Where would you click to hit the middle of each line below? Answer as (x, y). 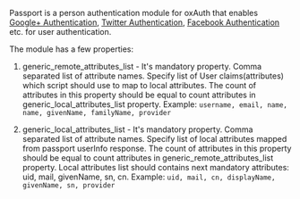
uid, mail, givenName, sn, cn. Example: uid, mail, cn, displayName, (149, 177)
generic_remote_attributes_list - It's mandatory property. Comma (142, 66)
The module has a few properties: (72, 49)
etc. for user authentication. (60, 32)
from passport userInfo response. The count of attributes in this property (157, 148)
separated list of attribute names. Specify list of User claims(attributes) (153, 76)
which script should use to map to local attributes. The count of (139, 85)
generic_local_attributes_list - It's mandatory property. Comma (137, 129)
